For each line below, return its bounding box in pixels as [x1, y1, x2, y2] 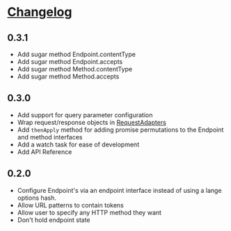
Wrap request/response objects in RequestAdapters [17, 118, 167, 126]
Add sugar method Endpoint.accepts [17, 58, 123, 66]
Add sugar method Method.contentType [17, 65, 133, 73]
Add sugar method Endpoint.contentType [17, 50, 136, 58]
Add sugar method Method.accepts [17, 72, 120, 80]
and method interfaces [17, 132, 83, 141]
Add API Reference [17, 147, 72, 156]
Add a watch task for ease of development [17, 140, 140, 148]
